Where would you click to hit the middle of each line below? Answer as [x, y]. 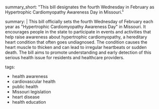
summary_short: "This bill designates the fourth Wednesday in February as [80, 7]
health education [29, 102]
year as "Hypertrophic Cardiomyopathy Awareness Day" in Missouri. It [75, 27]
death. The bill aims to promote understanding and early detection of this [78, 52]
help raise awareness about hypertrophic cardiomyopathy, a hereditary [76, 37]
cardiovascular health [34, 81]
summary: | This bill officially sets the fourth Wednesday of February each [79, 22]
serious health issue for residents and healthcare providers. [65, 57]
